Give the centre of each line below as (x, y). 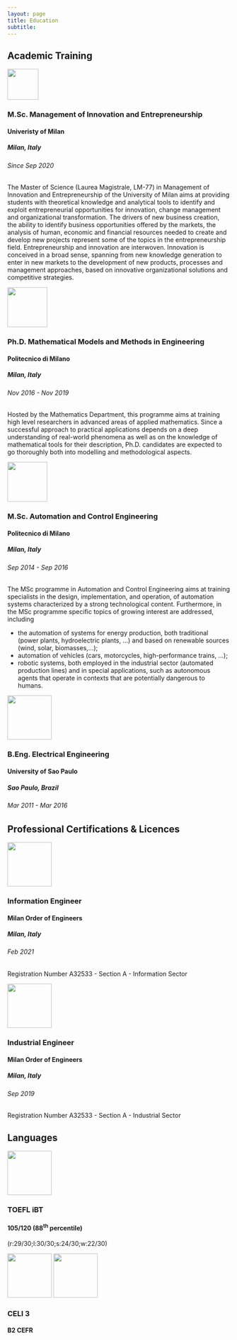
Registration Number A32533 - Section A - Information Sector (97, 974)
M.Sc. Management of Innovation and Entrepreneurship (105, 115)
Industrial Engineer (41, 1042)
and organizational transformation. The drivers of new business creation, (114, 217)
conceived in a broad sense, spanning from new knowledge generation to (115, 255)
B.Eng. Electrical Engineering (58, 754)
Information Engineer (45, 901)
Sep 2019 (21, 1093)
